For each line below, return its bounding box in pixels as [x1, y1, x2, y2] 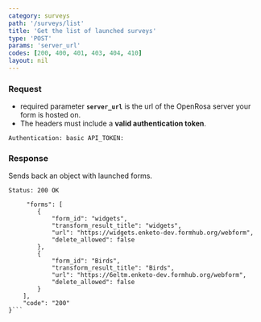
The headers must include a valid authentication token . [19, 118, 207, 129]
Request [8, 83, 42, 94]
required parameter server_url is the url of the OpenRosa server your [19, 101, 251, 111]
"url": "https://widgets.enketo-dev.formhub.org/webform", [51, 229, 254, 237]
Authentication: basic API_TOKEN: [8, 134, 125, 142]
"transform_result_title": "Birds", [51, 264, 175, 272]
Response [8, 153, 48, 164]
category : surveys [8, 11, 70, 20]
